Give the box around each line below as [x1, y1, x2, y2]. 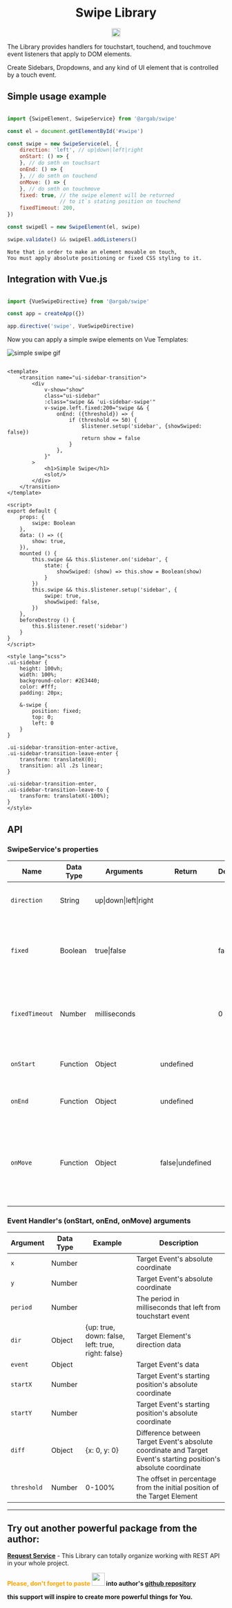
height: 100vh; [19, 665, 64, 673]
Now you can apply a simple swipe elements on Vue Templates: [7, 335, 188, 344]
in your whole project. [7, 1559, 69, 1567]
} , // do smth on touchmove [19, 185, 100, 192]
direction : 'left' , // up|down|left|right [19, 147, 144, 154]
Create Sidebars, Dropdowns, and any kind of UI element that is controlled [7, 63, 219, 71]
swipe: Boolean [32, 520, 76, 527]
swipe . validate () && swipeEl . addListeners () [7, 236, 137, 243]
